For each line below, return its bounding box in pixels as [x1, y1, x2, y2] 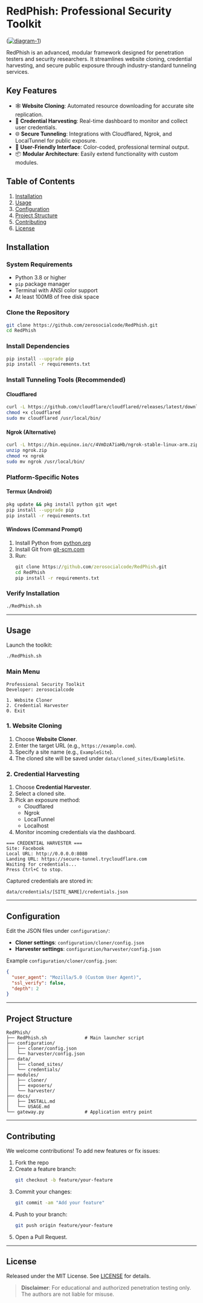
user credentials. [14, 123, 57, 131]
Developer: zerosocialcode [6, 687, 74, 693]
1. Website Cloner [6, 697, 53, 703]
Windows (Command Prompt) [6, 526, 83, 533]
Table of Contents [6, 177, 76, 187]
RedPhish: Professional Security [6, 4, 172, 18]
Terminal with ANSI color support [14, 287, 98, 294]
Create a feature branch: [14, 1165, 77, 1172]
